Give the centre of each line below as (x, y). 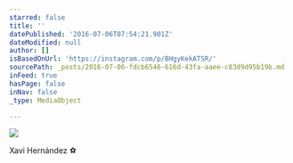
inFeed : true (33, 76)
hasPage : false (37, 84)
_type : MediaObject (45, 100)
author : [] (29, 51)
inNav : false (33, 92)
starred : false (37, 17)
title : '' (28, 26)
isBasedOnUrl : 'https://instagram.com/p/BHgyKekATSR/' (113, 59)
